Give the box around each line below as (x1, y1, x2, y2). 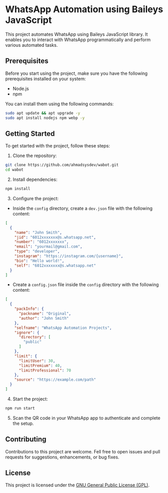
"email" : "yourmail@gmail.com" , (14, 244, 82, 250)
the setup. (12, 420, 34, 426)
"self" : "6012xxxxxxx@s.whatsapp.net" (14, 263, 96, 268)
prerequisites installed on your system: (5, 75, 86, 82)
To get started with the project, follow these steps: (5, 143, 110, 149)
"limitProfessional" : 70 (18, 367, 71, 373)
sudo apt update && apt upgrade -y (5, 110, 80, 115)
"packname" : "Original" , (18, 311, 71, 316)
